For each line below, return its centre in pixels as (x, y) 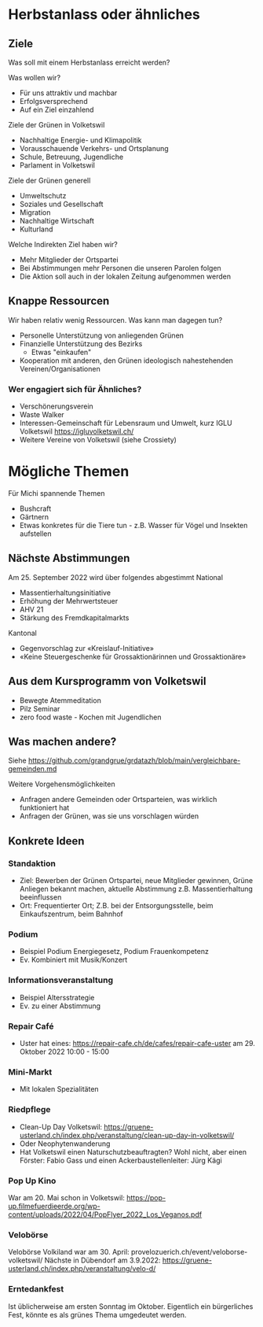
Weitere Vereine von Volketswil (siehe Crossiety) (98, 440)
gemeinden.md (33, 769)
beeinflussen (40, 897)
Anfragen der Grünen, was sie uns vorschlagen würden (109, 816)
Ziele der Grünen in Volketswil (57, 125)
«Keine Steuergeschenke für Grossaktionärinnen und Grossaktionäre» (133, 656)
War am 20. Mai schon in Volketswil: (67, 1197)
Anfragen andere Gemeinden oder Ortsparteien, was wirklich (118, 800)
